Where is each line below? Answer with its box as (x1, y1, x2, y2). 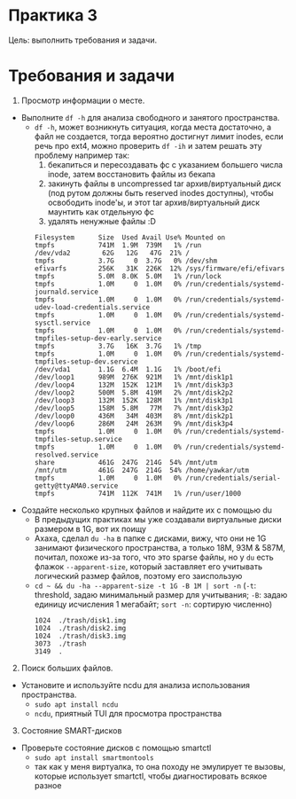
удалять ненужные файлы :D (47, 215, 156, 226)
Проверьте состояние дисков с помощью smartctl (20, 742, 212, 753)
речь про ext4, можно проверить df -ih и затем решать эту (34, 140, 262, 151)
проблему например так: (34, 150, 130, 161)
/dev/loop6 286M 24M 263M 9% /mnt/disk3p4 (34, 419, 234, 428)
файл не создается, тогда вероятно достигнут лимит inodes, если (34, 130, 284, 142)
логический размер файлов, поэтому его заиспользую (34, 570, 243, 581)
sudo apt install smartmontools (34, 753, 154, 763)
